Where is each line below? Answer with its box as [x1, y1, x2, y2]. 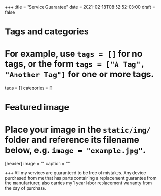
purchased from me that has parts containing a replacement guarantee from [5, 175, 157, 181]
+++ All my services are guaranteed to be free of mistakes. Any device [5, 170, 146, 176]
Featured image [5, 102, 69, 113]
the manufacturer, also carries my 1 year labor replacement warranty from [5, 180, 152, 186]
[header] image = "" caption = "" [5, 161, 70, 166]
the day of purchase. [5, 185, 47, 191]
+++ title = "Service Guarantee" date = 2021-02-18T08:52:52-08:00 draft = [5, 4, 156, 10]
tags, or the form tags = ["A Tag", [5, 59, 145, 70]
